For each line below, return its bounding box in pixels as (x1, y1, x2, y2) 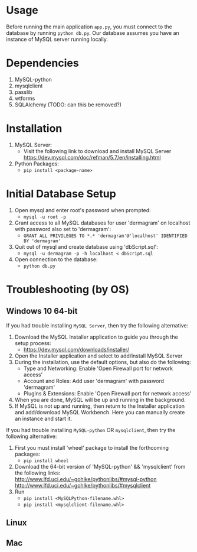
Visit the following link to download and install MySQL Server (23, 147, 172, 154)
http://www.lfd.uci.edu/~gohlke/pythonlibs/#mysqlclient (14, 482, 151, 489)
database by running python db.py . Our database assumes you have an (6, 29, 180, 36)
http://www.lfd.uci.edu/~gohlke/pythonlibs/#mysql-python (14, 475, 157, 482)
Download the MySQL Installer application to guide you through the (14, 333, 178, 340)
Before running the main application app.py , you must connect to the (6, 23, 172, 30)
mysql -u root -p (23, 214, 67, 220)
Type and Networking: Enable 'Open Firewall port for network (23, 365, 173, 372)
